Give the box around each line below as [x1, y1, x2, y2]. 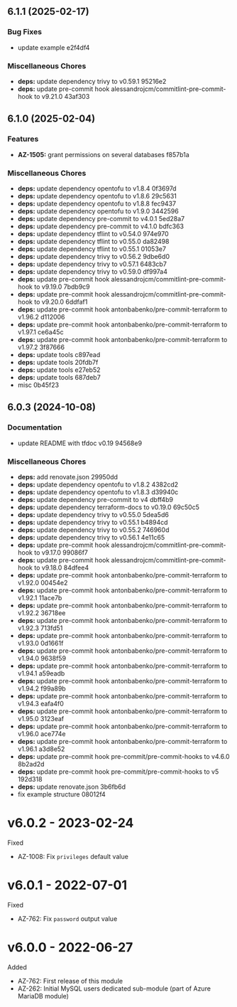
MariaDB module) [17, 991, 70, 1000]
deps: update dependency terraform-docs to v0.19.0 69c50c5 [17, 503, 200, 511]
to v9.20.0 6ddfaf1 [34, 297, 88, 306]
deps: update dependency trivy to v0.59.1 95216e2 [17, 77, 167, 85]
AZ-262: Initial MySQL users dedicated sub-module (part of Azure [17, 984, 211, 993]
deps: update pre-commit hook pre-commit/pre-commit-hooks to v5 [17, 767, 219, 776]
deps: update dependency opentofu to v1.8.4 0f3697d [17, 184, 177, 193]
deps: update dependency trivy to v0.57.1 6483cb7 [17, 260, 167, 268]
